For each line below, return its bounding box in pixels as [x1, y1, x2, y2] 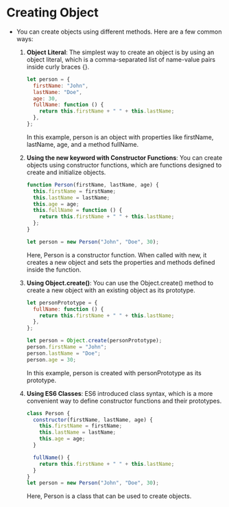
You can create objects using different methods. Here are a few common [16, 27, 222, 36]
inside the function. [26, 266, 82, 274]
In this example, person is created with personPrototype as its [26, 368, 202, 377]
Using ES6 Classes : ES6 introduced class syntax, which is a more [26, 389, 213, 397]
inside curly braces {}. [26, 62, 90, 71]
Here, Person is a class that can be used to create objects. [26, 492, 192, 500]
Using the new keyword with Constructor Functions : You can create [26, 153, 223, 162]
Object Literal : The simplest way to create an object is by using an [26, 48, 215, 56]
